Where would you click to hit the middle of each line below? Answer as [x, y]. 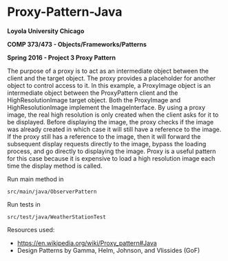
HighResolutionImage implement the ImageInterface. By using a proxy [106, 107]
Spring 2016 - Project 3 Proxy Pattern [61, 57]
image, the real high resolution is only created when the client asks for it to [113, 115]
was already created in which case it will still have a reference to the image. [114, 129]
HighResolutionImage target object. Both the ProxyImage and [94, 100]
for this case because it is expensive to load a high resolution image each [111, 158]
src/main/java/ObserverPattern [52, 192]
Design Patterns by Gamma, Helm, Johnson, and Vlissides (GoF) [108, 250]
